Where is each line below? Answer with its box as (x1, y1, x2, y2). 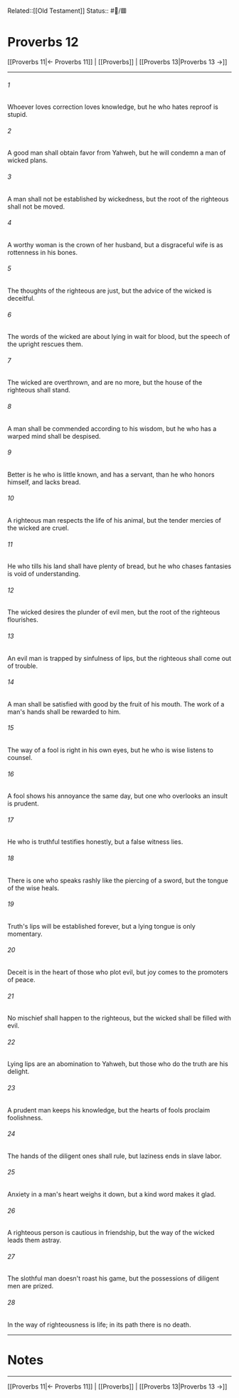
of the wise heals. (7, 883, 60, 892)
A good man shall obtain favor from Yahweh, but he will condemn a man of (7, 149, 226, 157)
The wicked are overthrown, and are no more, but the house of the (7, 378, 203, 387)
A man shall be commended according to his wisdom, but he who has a (7, 424, 217, 433)
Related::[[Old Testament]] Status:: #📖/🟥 (7, 6, 127, 15)
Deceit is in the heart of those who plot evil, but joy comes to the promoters (7, 968, 229, 976)
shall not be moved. (7, 202, 65, 211)
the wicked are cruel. (7, 523, 69, 532)
